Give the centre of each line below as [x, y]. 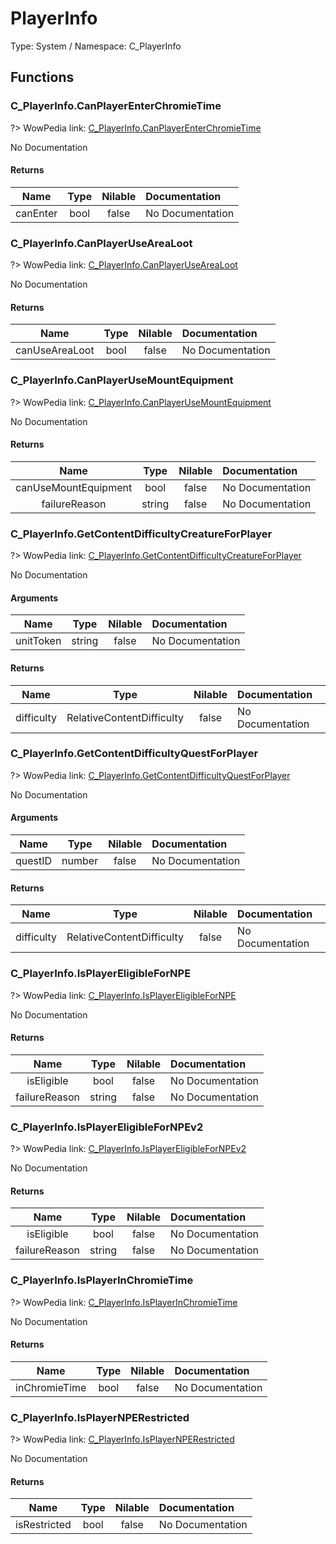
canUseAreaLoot [55, 350]
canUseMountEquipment [74, 487]
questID [34, 861]
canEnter [36, 213]
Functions [42, 77]
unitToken [38, 641]
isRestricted [43, 1525]
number [80, 861]
